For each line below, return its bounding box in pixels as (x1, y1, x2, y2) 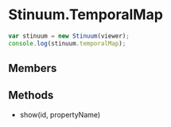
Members (8, 62, 57, 75)
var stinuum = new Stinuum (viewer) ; (8, 32, 130, 40)
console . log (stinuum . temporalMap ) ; (8, 39, 126, 47)
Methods (8, 89, 54, 102)
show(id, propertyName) (19, 109, 101, 119)
